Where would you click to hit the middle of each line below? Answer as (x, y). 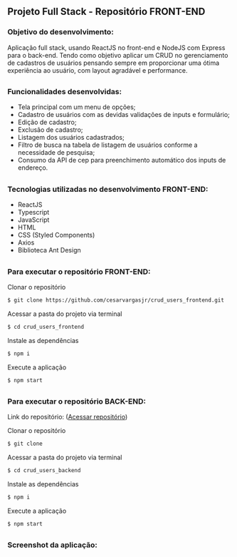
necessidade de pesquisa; (56, 153)
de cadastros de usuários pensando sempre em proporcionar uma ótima (114, 63)
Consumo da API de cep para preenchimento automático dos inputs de (122, 160)
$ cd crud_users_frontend (46, 327)
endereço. (33, 168)
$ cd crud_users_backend (44, 471)
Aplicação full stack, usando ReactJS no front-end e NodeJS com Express (116, 47)
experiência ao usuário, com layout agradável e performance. (98, 70)
